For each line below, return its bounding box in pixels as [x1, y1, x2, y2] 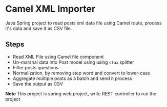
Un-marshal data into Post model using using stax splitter [12, 59, 134, 65]
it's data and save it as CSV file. [5, 25, 72, 31]
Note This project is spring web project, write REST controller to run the [5, 90, 157, 97]
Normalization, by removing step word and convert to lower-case [12, 70, 150, 76]
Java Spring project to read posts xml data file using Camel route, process [5, 20, 162, 26]
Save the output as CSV [12, 81, 63, 87]
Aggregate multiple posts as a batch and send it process [12, 75, 132, 82]
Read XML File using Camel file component [12, 53, 104, 60]
